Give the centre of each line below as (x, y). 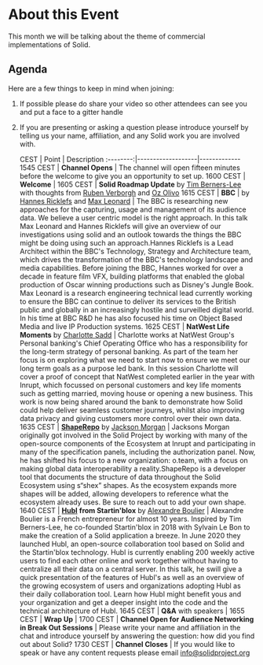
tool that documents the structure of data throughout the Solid (120, 477)
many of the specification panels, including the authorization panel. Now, (137, 452)
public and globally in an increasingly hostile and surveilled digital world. (137, 309)
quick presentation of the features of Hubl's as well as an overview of (132, 577)
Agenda (28, 70)
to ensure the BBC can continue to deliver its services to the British (128, 301)
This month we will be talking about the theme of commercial (107, 36)
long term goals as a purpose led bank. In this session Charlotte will (129, 368)
